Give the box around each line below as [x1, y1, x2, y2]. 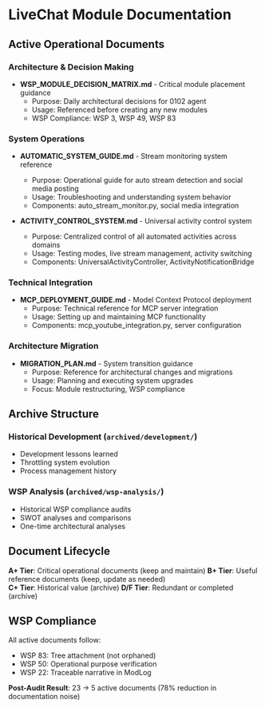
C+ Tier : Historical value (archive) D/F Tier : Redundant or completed [8, 583, 234, 592]
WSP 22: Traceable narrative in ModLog [19, 668, 152, 678]
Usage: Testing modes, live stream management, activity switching [31, 249, 253, 259]
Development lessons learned [19, 449, 118, 459]
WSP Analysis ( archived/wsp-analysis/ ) [8, 486, 164, 497]
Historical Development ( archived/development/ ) [8, 431, 198, 442]
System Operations [8, 133, 85, 144]
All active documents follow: [8, 635, 101, 645]
